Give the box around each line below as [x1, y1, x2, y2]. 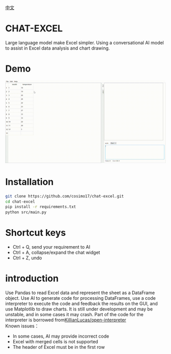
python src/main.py [5, 210, 47, 215]
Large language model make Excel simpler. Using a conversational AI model [5, 39, 164, 46]
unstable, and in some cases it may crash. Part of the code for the [5, 312, 144, 318]
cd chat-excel [5, 199, 36, 204]
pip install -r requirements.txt [5, 204, 76, 210]
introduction [5, 273, 59, 284]
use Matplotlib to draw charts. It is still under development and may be [5, 306, 153, 312]
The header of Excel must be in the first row [12, 344, 105, 350]
